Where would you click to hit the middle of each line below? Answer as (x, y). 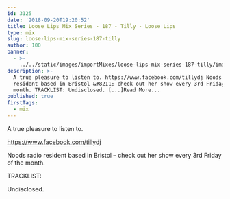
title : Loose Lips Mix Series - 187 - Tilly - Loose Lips (91, 26)
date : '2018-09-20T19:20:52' (49, 20)
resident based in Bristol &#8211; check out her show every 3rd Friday (119, 84)
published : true (30, 97)
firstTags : (23, 103)
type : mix (21, 33)
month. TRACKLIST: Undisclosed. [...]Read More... (87, 90)
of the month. (26, 163)
